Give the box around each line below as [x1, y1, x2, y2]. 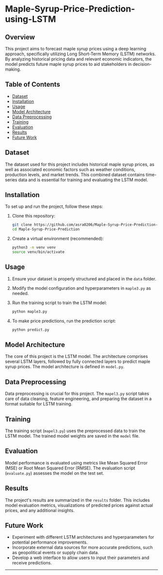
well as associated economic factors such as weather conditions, [5, 166, 136, 172]
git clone [12, 222, 33, 227]
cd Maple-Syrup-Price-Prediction [12, 227, 80, 232]
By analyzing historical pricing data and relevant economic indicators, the [5, 56, 152, 62]
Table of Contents [5, 80, 61, 89]
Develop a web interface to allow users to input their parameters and [12, 555, 149, 560]
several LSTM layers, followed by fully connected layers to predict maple [5, 358, 150, 364]
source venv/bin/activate [12, 249, 65, 255]
